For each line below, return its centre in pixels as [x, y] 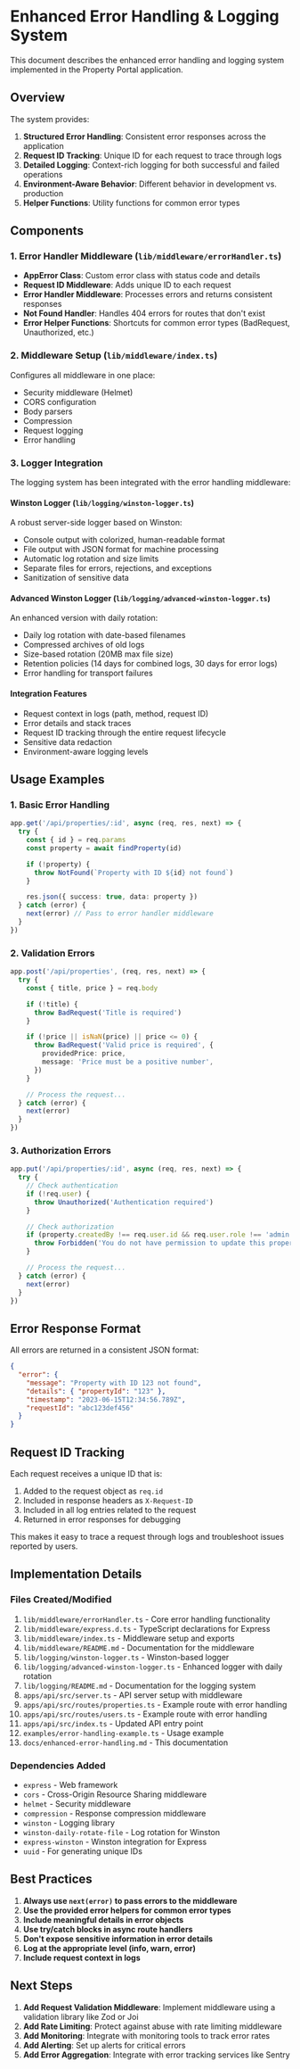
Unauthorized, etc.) [58, 333]
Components [47, 231]
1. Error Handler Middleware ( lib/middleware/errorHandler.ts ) [146, 256]
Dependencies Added [58, 1766]
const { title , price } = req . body [92, 988]
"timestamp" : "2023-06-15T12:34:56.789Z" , [106, 1399]
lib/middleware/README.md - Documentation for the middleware [138, 1647]
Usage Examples [57, 779]
